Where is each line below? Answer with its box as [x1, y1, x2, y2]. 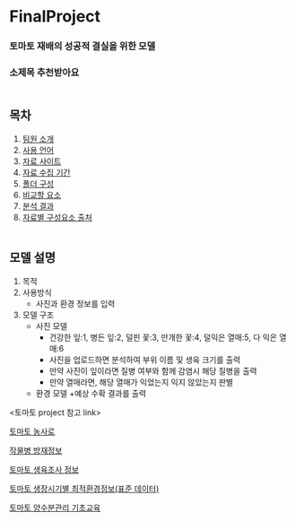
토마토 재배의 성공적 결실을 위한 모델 [9, 40, 156, 53]
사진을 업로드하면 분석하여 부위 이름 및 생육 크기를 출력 [48, 354, 241, 365]
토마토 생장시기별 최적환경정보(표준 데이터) [9, 482, 160, 494]
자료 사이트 [22, 155, 62, 167]
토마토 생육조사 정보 [9, 464, 79, 474]
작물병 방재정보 [9, 445, 63, 456]
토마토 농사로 [9, 426, 56, 437]
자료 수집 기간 [22, 167, 71, 178]
